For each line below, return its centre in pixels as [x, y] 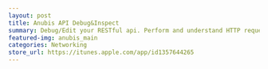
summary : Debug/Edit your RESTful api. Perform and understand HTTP [124, 30]
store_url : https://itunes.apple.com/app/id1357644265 [101, 52]
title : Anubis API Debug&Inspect [64, 23]
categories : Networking [48, 45]
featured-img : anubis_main [53, 38]
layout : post [30, 15]
